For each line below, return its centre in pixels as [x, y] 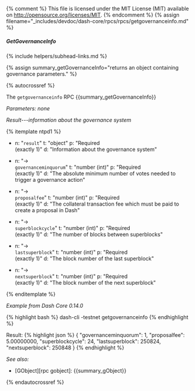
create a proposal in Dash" [47, 210]
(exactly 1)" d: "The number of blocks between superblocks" [89, 234]
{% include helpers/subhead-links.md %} [57, 56]
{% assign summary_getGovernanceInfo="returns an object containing [92, 67]
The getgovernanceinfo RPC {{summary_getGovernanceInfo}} [81, 97]
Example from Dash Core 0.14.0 [45, 305]
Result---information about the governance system [69, 120]
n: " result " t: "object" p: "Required [57, 143]
